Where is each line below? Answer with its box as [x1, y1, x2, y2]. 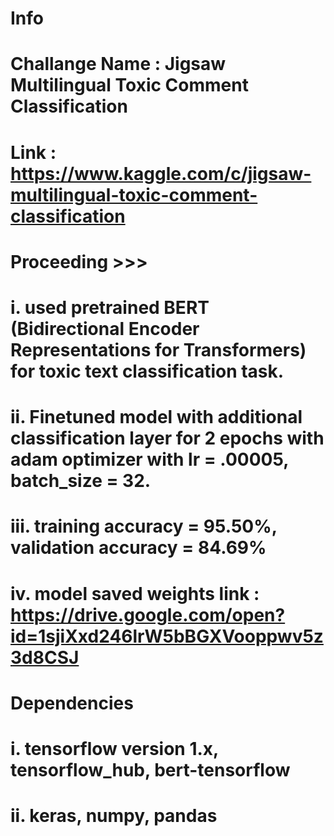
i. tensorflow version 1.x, [10, 737, 219, 760]
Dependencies [10, 692, 134, 714]
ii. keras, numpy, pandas [10, 805, 218, 827]
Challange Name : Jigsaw [10, 53, 227, 76]
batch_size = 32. [10, 470, 152, 492]
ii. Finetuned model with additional [10, 406, 303, 429]
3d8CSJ [10, 646, 80, 669]
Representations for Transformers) [10, 338, 307, 361]
